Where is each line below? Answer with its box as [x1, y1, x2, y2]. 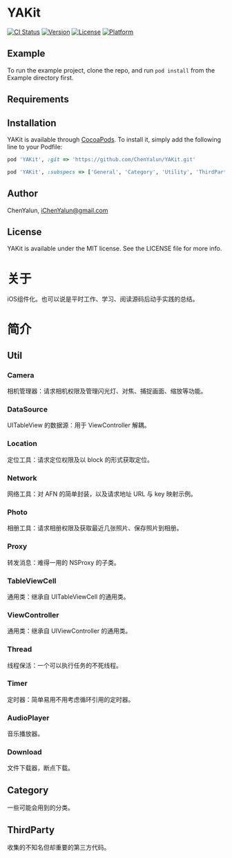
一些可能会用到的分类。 [7, 803, 74, 812]
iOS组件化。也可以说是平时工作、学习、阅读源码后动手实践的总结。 [7, 295, 199, 304]
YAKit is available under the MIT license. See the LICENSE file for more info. [7, 244, 222, 253]
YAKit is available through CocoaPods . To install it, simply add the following [7, 135, 222, 143]
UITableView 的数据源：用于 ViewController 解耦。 [7, 421, 151, 429]
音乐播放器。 [7, 729, 43, 738]
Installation [7, 117, 57, 129]
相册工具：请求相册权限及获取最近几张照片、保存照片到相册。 [7, 524, 183, 532]
